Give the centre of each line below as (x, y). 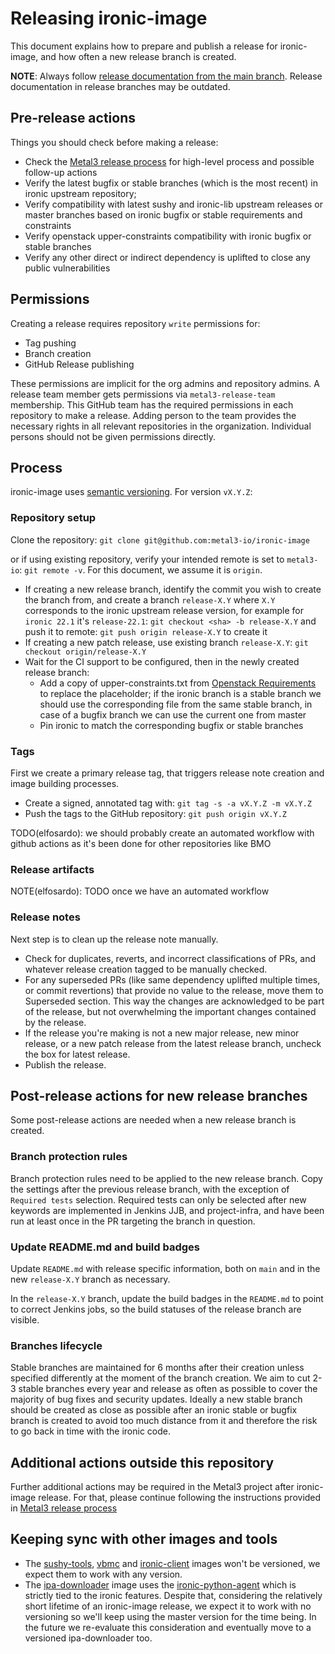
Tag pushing (50, 343)
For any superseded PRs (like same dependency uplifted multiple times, (172, 979)
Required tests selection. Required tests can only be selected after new (158, 1199)
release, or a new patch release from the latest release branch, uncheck (173, 1043)
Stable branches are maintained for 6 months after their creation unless (157, 1368)
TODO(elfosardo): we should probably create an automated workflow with (162, 833)
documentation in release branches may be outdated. (120, 86)
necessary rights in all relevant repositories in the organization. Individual (161, 426)
